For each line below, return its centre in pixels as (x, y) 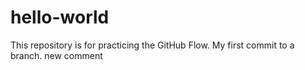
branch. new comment (56, 55)
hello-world (60, 17)
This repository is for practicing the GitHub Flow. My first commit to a (152, 45)
